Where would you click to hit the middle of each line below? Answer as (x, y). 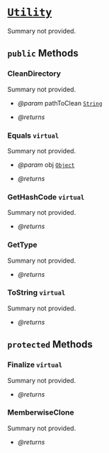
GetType (22, 245)
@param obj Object (46, 164)
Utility (30, 12)
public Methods (43, 53)
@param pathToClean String (60, 103)
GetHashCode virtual (46, 197)
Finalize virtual (35, 365)
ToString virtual (36, 292)
